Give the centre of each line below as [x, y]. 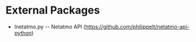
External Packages [53, 10]
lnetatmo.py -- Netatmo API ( [50, 27]
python [23, 33]
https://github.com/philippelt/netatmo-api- [138, 27]
